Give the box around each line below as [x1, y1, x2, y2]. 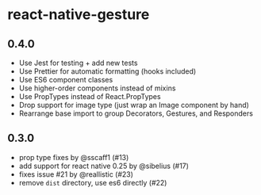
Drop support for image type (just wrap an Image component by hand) [18, 101, 249, 109]
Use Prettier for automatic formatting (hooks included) [18, 67, 197, 76]
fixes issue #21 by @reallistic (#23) [18, 169, 134, 179]
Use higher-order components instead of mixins [18, 83, 176, 93]
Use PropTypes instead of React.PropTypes [18, 92, 161, 101]
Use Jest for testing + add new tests [18, 58, 138, 67]
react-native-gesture [7, 6, 150, 24]
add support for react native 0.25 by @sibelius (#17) [18, 161, 190, 170]
